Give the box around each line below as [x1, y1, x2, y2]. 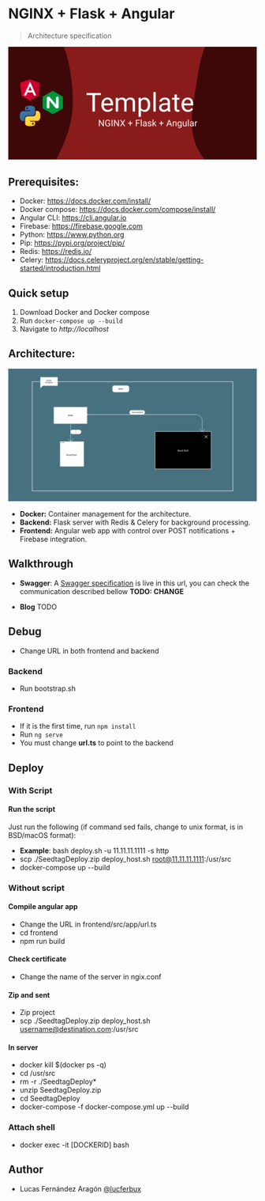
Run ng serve [19, 729, 63, 740]
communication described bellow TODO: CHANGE [19, 586, 184, 596]
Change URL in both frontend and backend [19, 646, 159, 655]
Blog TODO [19, 602, 58, 612]
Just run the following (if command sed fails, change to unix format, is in [8, 822, 243, 832]
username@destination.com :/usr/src [19, 1025, 139, 1034]
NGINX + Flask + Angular [8, 5, 175, 23]
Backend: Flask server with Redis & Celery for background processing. [19, 517, 251, 527]
